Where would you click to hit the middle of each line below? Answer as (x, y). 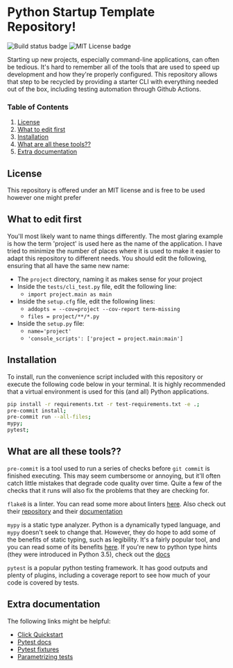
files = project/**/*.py (63, 317)
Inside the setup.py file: (51, 323)
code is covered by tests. (43, 582)
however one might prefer (44, 198)
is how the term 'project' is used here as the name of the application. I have (115, 243)
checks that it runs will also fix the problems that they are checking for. (108, 490)
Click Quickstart (40, 634)
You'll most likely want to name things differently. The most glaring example (115, 236)
